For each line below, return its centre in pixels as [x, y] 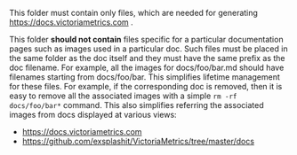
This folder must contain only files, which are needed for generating [133, 13]
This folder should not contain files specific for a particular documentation [146, 39]
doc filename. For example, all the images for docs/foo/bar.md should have [147, 67]
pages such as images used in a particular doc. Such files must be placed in [148, 49]
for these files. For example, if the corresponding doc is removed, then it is [146, 86]
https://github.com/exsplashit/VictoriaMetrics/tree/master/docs [138, 141]
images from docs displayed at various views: [93, 115]
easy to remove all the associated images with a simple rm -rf [123, 96]
